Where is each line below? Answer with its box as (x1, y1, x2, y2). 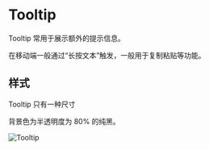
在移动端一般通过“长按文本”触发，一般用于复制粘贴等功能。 (8, 50, 206, 60)
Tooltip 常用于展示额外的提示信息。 (8, 33, 125, 43)
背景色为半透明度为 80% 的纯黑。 (8, 116, 121, 126)
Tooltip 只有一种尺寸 (8, 99, 76, 109)
